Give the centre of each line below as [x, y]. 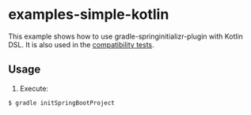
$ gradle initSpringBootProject [61, 103]
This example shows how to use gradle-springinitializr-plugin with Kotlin [126, 36]
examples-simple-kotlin [89, 15]
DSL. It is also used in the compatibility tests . [81, 44]
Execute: [34, 88]
